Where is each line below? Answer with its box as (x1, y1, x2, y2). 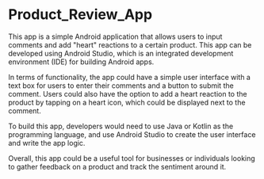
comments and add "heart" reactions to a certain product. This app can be (8, 40, 252, 49)
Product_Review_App (8, 6, 153, 24)
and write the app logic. (8, 138, 86, 147)
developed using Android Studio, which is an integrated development (8, 48, 234, 58)
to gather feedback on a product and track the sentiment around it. (8, 162, 227, 171)
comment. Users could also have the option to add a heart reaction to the (8, 89, 247, 98)
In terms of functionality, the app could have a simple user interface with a (8, 72, 251, 82)
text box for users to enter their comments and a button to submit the (8, 81, 234, 90)
